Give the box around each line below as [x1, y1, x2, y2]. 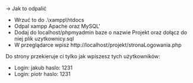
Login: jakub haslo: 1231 [14, 64, 72, 71]
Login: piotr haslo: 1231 [14, 71, 71, 77]
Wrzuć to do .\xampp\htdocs [14, 16, 84, 23]
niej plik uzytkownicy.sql [14, 35, 74, 42]
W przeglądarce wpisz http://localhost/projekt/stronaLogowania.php [14, 41, 182, 48]
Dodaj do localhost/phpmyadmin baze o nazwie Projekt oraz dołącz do [14, 29, 188, 36]
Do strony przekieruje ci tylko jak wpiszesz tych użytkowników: [5, 53, 161, 59]
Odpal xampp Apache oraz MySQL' [14, 23, 100, 29]
